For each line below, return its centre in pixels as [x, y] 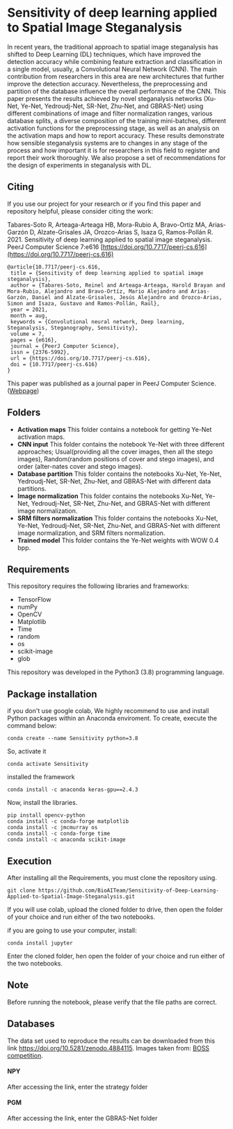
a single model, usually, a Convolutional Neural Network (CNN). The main [112, 69]
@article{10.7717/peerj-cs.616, [54, 267]
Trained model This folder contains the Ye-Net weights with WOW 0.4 [118, 540]
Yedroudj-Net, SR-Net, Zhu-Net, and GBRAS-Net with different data [114, 481]
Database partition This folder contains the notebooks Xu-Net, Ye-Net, [119, 474]
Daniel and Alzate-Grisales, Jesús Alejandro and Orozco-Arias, [127, 297]
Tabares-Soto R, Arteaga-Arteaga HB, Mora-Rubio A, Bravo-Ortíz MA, [107, 225]
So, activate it [27, 751]
